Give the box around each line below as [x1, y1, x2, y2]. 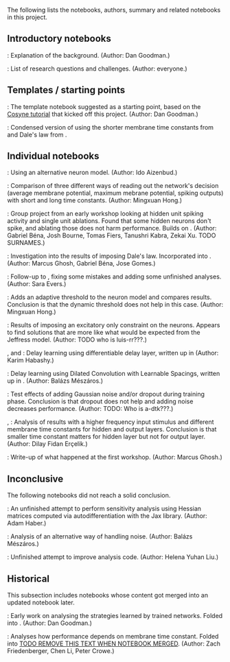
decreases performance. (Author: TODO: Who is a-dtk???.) [7, 405, 174, 413]
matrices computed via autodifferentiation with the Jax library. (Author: [7, 512, 207, 520]
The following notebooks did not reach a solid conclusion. [7, 491, 171, 499]
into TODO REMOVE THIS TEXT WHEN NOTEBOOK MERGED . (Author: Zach [7, 639, 221, 648]
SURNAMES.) [7, 239, 45, 247]
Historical [7, 573, 50, 584]
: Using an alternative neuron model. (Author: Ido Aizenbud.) [7, 168, 178, 177]
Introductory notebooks [7, 33, 111, 45]
